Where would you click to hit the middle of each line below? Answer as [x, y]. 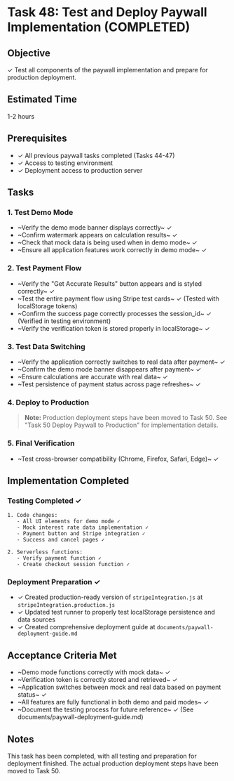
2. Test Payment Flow [44, 268]
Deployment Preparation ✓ [54, 582]
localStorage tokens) [47, 306]
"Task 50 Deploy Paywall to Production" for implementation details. [121, 425]
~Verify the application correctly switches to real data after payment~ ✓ [121, 362]
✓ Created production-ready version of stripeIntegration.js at [110, 597]
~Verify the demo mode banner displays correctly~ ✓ [95, 228]
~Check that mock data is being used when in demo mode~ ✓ [107, 242]
